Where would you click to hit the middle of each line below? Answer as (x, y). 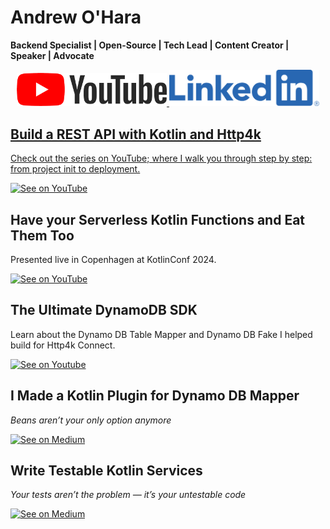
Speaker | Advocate (52, 55)
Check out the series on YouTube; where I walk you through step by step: (161, 158)
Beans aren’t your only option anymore (91, 420)
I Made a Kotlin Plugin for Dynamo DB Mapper (155, 396)
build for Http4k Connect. (63, 345)
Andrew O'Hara (76, 17)
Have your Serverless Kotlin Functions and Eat (158, 219)
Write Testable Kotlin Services (106, 470)
